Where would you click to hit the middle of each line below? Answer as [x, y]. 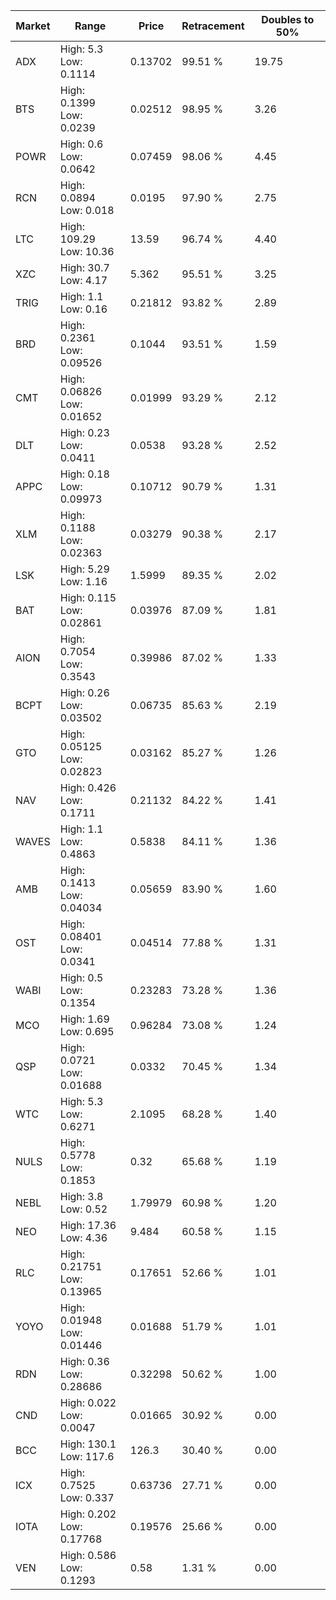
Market [33, 26]
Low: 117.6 [87, 1456]
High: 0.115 [88, 597]
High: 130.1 [88, 1444]
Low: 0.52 [83, 1209]
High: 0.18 [84, 474]
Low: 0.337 [87, 1497]
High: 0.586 [88, 1555]
